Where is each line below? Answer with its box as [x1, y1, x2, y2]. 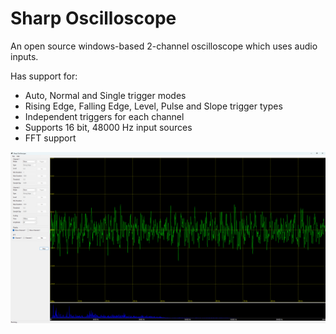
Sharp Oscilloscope [10, 7, 177, 30]
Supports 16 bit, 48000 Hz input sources [24, 121, 193, 133]
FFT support [24, 132, 77, 144]
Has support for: [10, 70, 78, 82]
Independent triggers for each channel [24, 110, 185, 122]
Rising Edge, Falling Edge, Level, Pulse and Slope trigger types [24, 100, 283, 112]
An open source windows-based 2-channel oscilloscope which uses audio [10, 40, 318, 52]
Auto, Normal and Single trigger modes [24, 89, 187, 101]
